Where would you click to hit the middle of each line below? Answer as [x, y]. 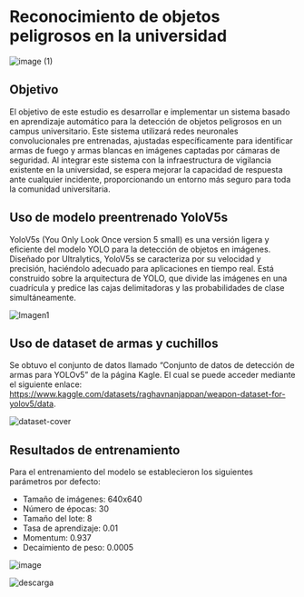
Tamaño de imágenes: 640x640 [82, 499]
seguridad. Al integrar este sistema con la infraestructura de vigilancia [141, 160]
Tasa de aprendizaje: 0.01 [70, 528]
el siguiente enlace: [46, 384]
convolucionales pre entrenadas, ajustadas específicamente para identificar [151, 140]
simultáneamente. [43, 297]
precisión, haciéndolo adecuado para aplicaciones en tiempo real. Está [142, 268]
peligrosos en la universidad [118, 36]
